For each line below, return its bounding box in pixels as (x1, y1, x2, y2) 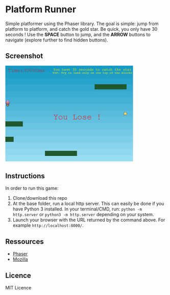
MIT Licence (5, 284, 32, 290)
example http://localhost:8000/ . (12, 222, 84, 228)
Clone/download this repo (12, 195, 67, 201)
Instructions (5, 172, 45, 180)
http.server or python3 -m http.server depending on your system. (12, 212, 154, 218)
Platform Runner (5, 4, 77, 15)
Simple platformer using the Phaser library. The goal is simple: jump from (5, 20, 159, 27)
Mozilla (12, 256, 28, 262)
